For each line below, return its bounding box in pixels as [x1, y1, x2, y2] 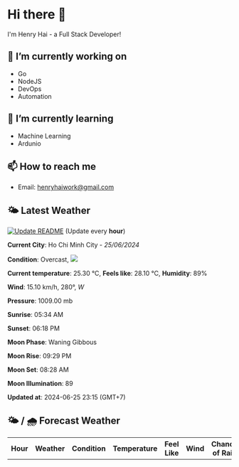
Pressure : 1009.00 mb [7, 296, 73, 305]
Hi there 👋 [7, 6, 66, 23]
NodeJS [17, 77, 42, 85]
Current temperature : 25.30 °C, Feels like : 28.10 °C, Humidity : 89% [7, 269, 208, 278]
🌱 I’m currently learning [7, 113, 114, 125]
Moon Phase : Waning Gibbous [7, 338, 97, 347]
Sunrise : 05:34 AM [7, 311, 64, 319]
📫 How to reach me [7, 160, 97, 173]
